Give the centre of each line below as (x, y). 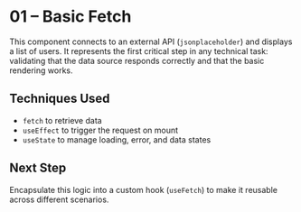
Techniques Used (60, 99)
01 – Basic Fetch (71, 17)
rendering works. (41, 70)
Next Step (38, 168)
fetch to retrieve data (62, 120)
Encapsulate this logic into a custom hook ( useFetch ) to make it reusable (144, 189)
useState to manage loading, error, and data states (117, 139)
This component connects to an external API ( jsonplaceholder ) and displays (151, 41)
